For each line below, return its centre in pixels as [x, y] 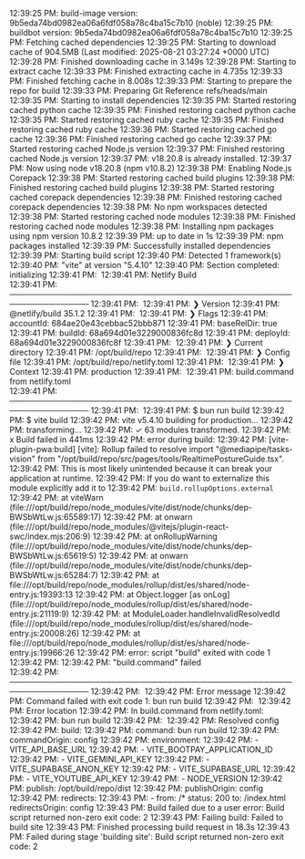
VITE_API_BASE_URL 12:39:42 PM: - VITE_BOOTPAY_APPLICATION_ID [141, 750]
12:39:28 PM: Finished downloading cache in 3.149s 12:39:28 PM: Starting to [153, 62]
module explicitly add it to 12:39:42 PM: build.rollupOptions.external [142, 488]
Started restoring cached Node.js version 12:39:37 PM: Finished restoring [147, 149]
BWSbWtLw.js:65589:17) [56, 517]
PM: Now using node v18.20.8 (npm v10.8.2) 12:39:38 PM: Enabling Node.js [151, 168]
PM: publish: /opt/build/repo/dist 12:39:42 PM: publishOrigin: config [137, 788]
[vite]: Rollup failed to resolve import [145, 449]
